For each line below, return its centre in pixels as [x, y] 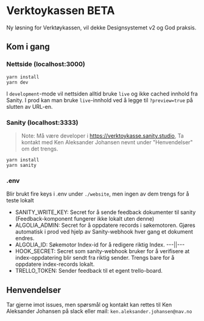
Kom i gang [28, 47]
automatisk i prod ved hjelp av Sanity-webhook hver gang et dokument [104, 232]
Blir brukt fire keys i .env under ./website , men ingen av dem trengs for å [98, 194]
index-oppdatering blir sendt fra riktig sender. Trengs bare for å [95, 258]
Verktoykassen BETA [61, 11]
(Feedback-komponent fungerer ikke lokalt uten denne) [85, 219]
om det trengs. [40, 149]
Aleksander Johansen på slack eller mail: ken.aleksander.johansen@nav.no [99, 311]
